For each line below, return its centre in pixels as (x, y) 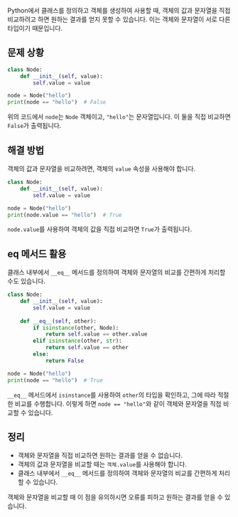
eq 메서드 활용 (37, 254)
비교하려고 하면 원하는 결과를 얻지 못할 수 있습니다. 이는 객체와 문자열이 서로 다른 (119, 19)
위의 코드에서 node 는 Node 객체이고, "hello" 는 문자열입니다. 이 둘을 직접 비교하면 (119, 117)
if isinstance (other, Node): (76, 328)
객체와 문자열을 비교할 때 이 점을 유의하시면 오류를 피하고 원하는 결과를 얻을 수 (115, 497)
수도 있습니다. (27, 281)
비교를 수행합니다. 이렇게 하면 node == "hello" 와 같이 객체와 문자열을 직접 (118, 403)
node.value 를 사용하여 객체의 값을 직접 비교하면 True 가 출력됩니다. (100, 229)
